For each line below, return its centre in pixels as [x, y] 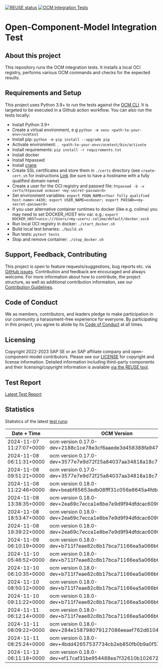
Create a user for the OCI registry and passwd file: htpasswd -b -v [78, 186]
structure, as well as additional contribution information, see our [69, 282]
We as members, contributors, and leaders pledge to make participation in [79, 314]
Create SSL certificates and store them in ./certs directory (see [76, 170]
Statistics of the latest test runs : [37, 421]
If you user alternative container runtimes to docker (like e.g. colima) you [85, 209]
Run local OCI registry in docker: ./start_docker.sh [64, 223]
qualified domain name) [36, 181]
